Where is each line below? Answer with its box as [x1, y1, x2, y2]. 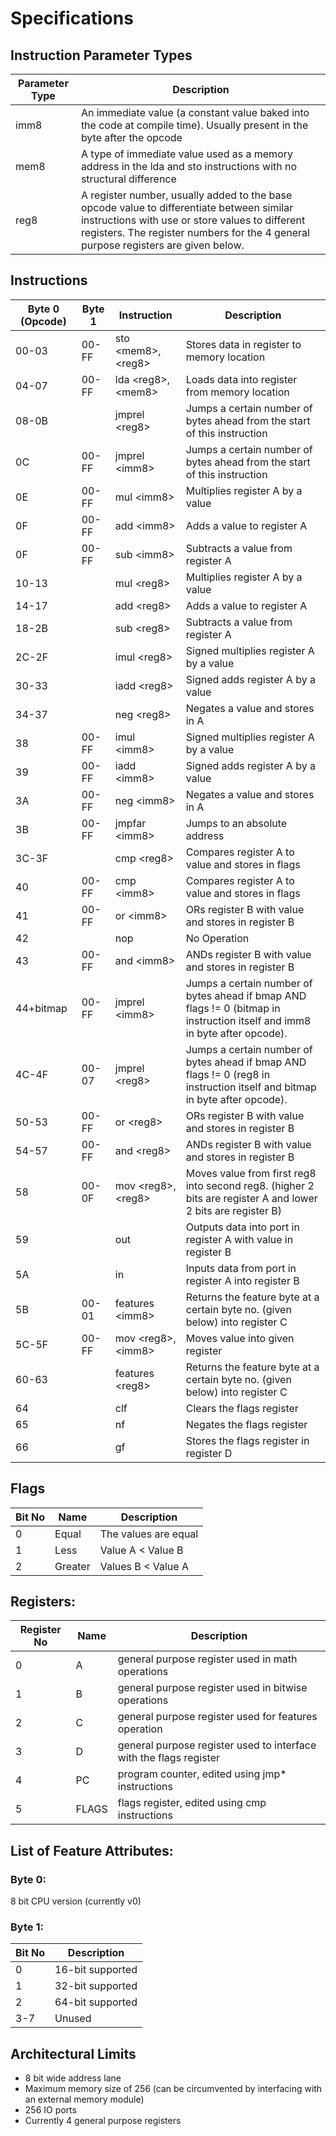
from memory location [185, 385, 290, 399]
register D [185, 1446, 233, 1460]
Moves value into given [185, 1331, 295, 1345]
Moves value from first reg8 [185, 1166, 317, 1180]
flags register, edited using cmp [117, 1796, 267, 1810]
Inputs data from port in [185, 1261, 297, 1275]
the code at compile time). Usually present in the [80, 118, 309, 132]
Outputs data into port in [185, 1220, 300, 1234]
